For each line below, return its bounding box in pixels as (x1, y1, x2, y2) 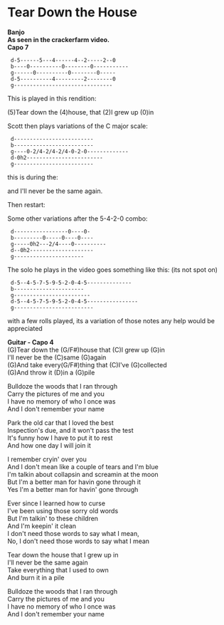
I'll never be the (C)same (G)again (7, 353, 107, 362)
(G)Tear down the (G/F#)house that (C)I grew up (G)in (7, 345, 165, 354)
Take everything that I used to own (7, 565, 109, 574)
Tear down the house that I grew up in (7, 550, 119, 559)
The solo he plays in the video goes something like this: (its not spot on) (7, 265, 218, 274)
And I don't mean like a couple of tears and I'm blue (7, 462, 159, 471)
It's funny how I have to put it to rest (7, 434, 113, 442)
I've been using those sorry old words (7, 506, 119, 515)
